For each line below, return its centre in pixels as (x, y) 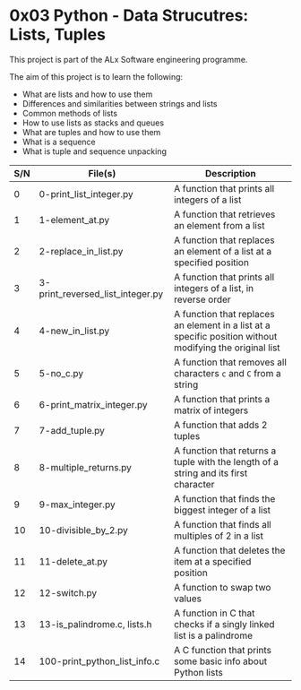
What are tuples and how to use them (91, 132)
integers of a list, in (214, 288)
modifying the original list (227, 348)
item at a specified (212, 561)
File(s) (102, 173)
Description (231, 173)
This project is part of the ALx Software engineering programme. (129, 59)
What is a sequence (59, 142)
